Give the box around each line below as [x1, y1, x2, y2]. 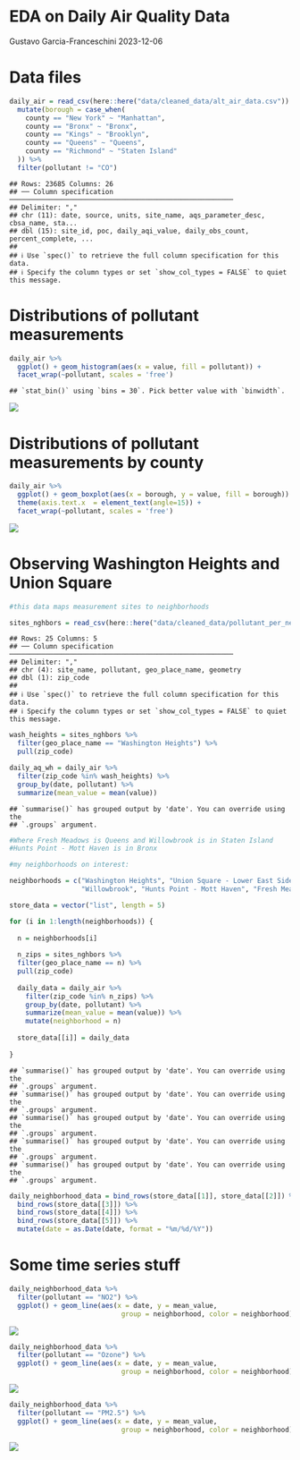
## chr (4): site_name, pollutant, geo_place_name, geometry [9, 666, 242, 675]
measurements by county [9, 452, 204, 472]
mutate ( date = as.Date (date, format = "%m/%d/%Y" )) [17, 1225, 214, 1234]
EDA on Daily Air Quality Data [9, 6, 230, 27]
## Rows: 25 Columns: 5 [9, 634, 98, 643]
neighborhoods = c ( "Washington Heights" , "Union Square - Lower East [9, 877, 274, 886]
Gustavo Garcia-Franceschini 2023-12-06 [9, 36, 163, 47]
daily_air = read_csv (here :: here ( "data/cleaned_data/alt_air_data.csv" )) [9, 97, 290, 106]
